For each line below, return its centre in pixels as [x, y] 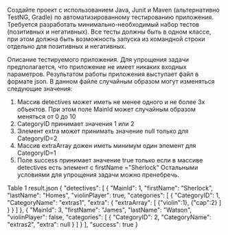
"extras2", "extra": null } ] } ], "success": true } [73, 224]
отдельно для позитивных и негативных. [67, 46]
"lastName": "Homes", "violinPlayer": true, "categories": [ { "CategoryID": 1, [114, 195]
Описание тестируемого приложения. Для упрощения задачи [98, 60]
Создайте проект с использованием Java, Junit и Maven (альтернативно [113, 10]
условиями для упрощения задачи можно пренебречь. [98, 175]
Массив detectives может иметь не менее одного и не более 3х [111, 102]
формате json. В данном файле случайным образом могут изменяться [111, 81]
